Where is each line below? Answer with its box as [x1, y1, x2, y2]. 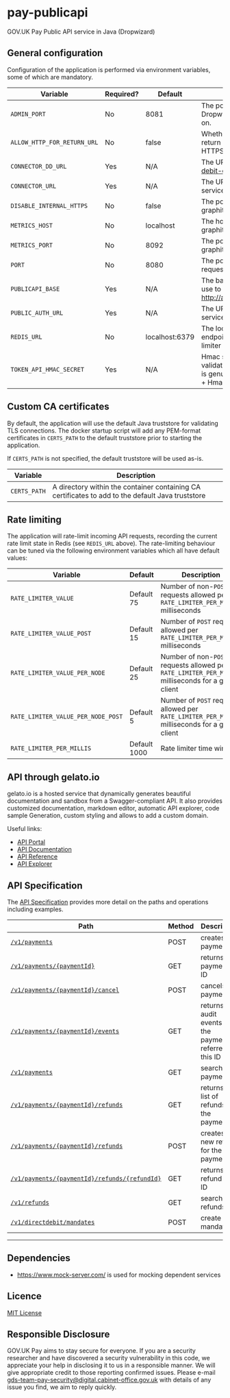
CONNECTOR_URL [10, 182, 57, 190]
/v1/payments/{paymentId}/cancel [10, 986, 120, 993]
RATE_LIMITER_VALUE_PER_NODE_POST [10, 713, 123, 721]
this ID [201, 1052, 221, 1061]
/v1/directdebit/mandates [10, 1218, 95, 1226]
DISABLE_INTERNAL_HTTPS [10, 202, 88, 210]
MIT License [7, 1308, 42, 1317]
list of [201, 1092, 219, 1101]
